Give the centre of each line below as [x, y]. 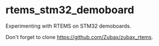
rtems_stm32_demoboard [70, 10]
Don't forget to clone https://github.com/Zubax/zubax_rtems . [79, 37]
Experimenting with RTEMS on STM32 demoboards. [68, 26]
